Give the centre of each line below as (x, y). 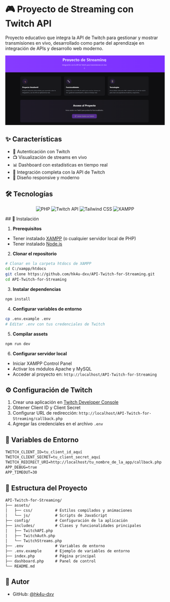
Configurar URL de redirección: (45, 413)
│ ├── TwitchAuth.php (30, 536)
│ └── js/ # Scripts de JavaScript (56, 516)
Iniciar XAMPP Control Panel (42, 363)
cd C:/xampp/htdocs (26, 269)
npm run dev (18, 344)
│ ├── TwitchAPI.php (29, 531)
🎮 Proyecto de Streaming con (70, 9)
